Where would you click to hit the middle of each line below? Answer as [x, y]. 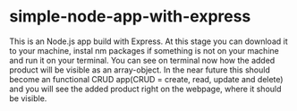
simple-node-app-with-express [130, 17]
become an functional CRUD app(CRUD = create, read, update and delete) [146, 79]
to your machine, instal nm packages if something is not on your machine [144, 50]
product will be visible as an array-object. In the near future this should [140, 70]
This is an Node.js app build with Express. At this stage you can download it [148, 41]
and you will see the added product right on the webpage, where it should [145, 89]
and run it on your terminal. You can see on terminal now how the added [142, 60]
